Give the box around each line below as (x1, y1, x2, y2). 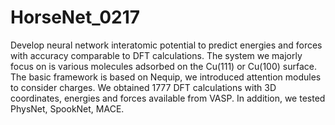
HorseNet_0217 (10, 6, 141, 29)
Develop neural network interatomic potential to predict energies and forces (10, 39, 323, 51)
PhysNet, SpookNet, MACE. (10, 102, 125, 115)
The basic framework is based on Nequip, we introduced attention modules (10, 71, 322, 83)
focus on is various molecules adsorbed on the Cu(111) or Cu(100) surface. (10, 60, 317, 72)
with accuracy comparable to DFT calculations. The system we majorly (10, 49, 303, 61)
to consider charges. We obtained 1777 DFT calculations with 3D (10, 81, 277, 93)
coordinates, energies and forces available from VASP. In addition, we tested (10, 92, 326, 104)
